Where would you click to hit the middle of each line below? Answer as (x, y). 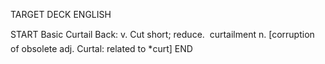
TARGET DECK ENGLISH (61, 14)
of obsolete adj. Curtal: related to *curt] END (101, 48)
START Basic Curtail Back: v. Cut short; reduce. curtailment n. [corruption (162, 34)
